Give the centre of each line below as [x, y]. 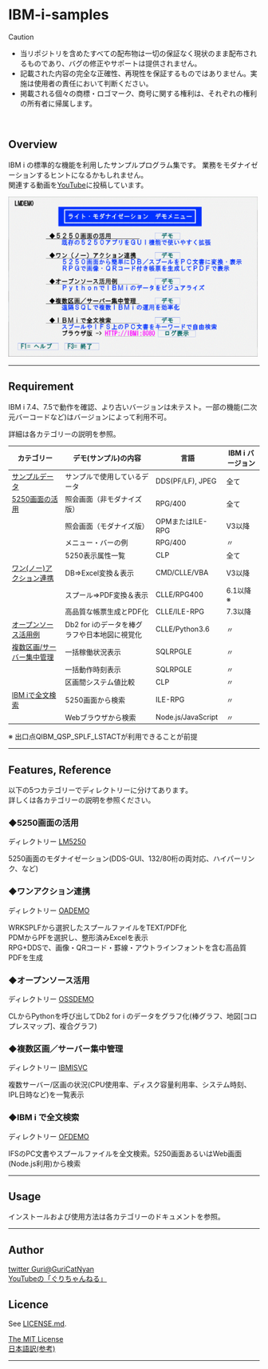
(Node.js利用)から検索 [45, 1163]
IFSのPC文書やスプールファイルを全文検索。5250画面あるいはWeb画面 [125, 1153]
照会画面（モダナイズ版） [107, 526]
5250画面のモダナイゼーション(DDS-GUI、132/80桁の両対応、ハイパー [124, 859]
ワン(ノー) [28, 568]
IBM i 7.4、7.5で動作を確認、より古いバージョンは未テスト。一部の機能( [126, 406]
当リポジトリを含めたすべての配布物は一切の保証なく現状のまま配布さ [135, 53]
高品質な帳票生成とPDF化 [107, 612]
